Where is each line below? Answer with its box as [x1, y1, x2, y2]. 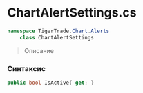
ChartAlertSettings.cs [7, 5, 137, 21]
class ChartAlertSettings [19, 34, 95, 41]
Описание [23, 46, 54, 54]
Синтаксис [7, 63, 46, 73]
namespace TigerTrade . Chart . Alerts [7, 28, 110, 34]
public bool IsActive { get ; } [7, 79, 95, 86]
